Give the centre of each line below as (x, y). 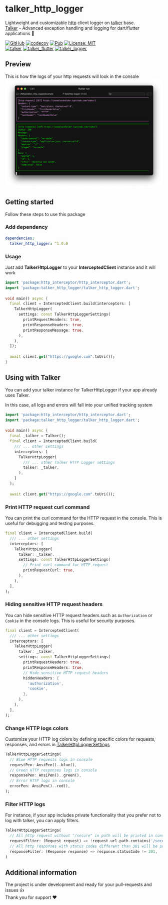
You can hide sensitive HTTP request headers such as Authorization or (79, 615)
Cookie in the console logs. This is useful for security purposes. (70, 621)
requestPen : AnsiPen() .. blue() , (43, 765)
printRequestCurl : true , (49, 570)
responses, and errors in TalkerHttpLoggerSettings (57, 744)
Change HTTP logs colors (37, 728)
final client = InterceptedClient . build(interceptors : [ (70, 304)
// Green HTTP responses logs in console (53, 770)
